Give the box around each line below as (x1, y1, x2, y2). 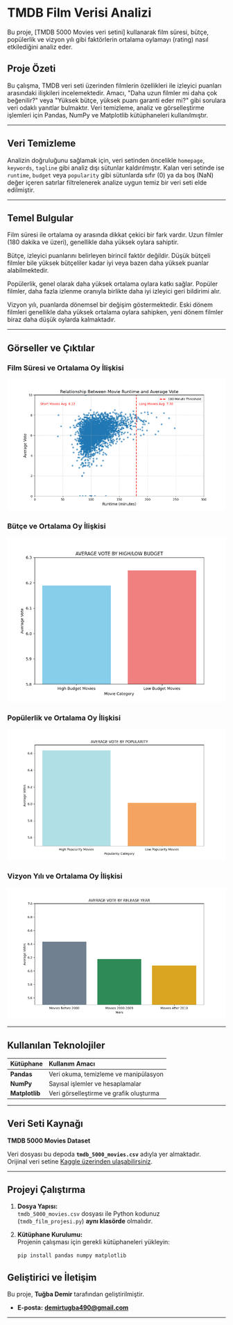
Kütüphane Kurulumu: (17, 1230, 83, 1239)
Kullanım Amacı (48, 1059, 96, 1068)
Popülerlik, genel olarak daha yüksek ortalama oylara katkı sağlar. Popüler (7, 280, 218, 288)
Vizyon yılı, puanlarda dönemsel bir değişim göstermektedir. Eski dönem (7, 300, 214, 309)
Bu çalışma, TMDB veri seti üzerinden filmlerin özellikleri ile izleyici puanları (7, 81, 222, 90)
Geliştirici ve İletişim (7, 1271, 97, 1283)
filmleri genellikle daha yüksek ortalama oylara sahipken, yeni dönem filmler (7, 308, 223, 316)
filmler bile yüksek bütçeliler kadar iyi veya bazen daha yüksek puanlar (7, 259, 209, 267)
